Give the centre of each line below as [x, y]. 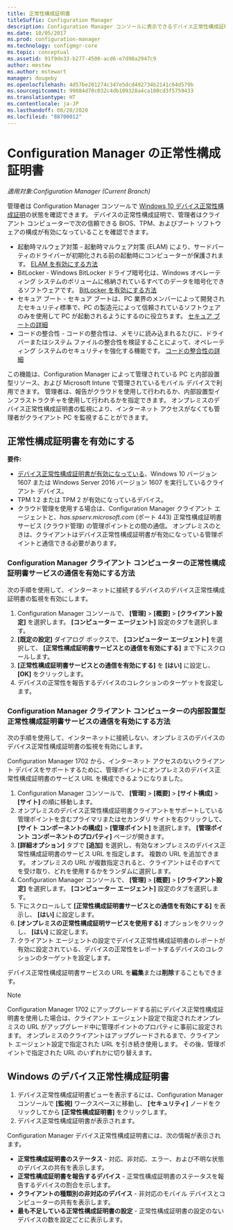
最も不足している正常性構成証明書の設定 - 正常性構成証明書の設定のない [120, 1211]
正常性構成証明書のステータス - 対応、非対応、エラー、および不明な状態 [120, 1159]
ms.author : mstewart [37, 71]
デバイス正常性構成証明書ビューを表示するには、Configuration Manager [120, 1094]
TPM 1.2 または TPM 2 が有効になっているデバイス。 [92, 500]
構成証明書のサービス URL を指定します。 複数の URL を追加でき [121, 854]
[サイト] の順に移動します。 [57, 802]
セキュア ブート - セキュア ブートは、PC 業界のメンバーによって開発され [121, 298]
